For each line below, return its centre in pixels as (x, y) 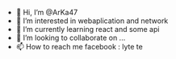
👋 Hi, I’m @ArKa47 (47, 12)
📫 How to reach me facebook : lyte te (79, 47)
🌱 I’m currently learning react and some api (88, 29)
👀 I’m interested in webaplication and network (92, 21)
